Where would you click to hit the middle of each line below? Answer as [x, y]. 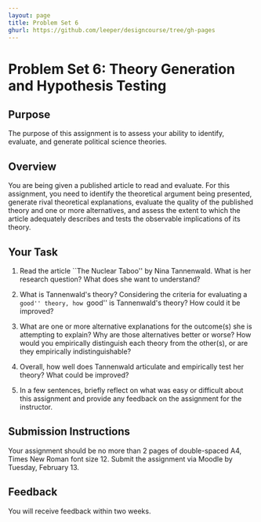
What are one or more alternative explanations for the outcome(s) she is [136, 326]
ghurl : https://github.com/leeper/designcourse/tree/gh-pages [112, 30]
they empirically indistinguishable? [75, 351]
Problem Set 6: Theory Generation [122, 69]
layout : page [29, 15]
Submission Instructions [69, 432]
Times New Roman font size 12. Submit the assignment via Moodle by [120, 459]
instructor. [36, 407]
